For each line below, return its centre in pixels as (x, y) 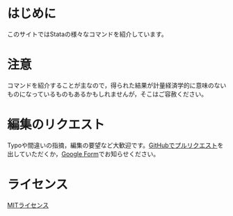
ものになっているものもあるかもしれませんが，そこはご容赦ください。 (107, 94)
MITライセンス (28, 205)
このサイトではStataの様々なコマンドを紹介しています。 (88, 34)
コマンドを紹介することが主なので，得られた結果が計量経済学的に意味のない (117, 85)
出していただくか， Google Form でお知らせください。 (83, 153)
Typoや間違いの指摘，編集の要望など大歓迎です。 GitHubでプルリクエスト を (115, 145)
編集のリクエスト (56, 125)
